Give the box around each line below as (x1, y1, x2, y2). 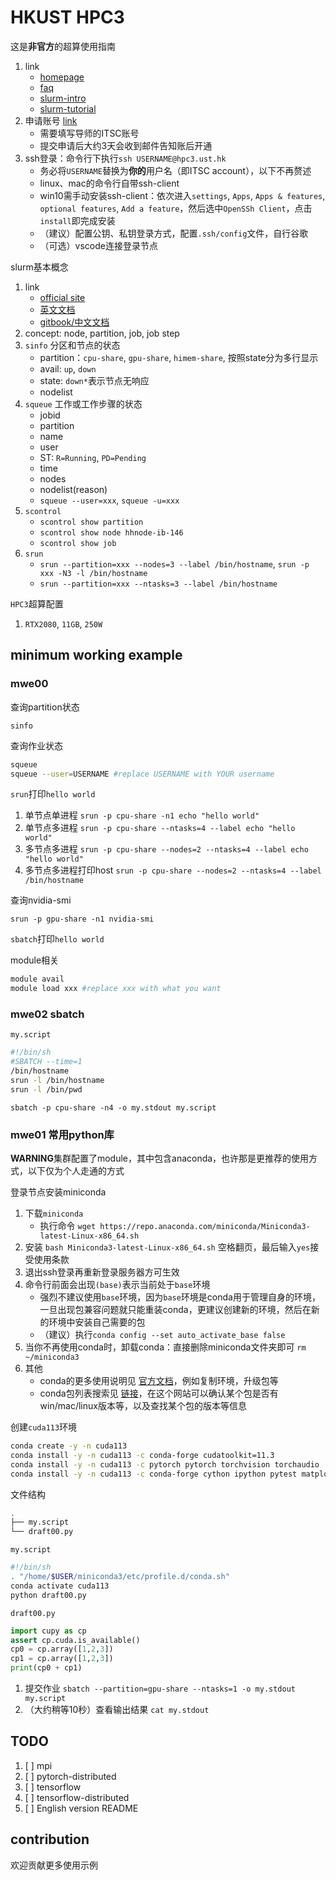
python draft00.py (10, 1590, 87, 1600)
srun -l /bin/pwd (10, 1084, 83, 1095)
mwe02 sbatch (10, 1007, 85, 1021)
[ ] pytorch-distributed (24, 1770, 117, 1782)
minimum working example (10, 647, 183, 664)
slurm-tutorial (39, 102, 97, 115)
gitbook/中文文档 (39, 316, 110, 328)
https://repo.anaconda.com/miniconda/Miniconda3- (99, 1222, 311, 1232)
